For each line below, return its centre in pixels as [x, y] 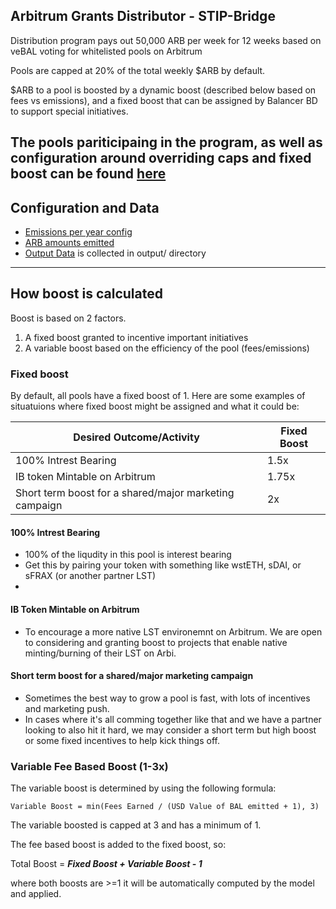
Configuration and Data [85, 207]
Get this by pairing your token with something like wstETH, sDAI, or [163, 565]
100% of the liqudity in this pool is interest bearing [128, 555]
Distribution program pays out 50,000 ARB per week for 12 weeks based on [166, 40]
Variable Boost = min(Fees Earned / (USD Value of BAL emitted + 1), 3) [165, 807]
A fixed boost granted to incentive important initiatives [136, 337]
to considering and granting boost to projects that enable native [156, 642]
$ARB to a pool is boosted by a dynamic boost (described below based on [163, 90]
